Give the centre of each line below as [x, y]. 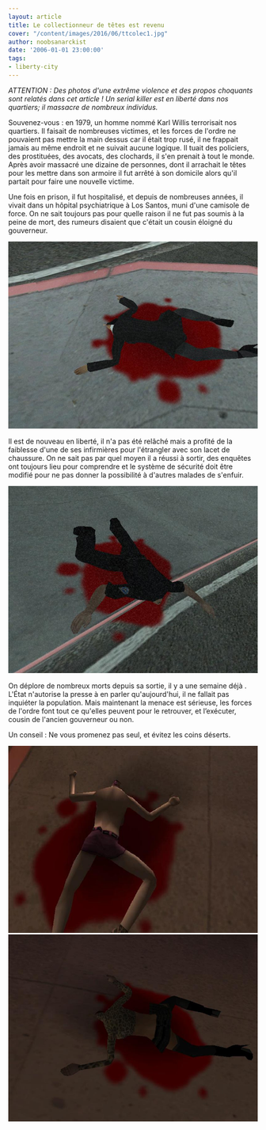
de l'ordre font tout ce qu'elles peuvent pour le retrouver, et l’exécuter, [122, 711]
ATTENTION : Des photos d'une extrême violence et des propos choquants [131, 90]
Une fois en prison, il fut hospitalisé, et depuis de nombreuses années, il [126, 196]
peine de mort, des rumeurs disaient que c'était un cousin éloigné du [120, 222]
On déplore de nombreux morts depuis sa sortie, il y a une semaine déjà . [127, 686]
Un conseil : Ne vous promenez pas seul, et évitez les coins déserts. [120, 734]
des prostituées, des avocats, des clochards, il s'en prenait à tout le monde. [131, 156]
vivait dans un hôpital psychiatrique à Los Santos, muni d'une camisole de [129, 205]
